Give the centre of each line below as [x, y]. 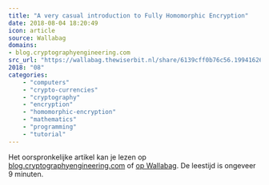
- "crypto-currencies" [60, 90]
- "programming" [50, 127]
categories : [28, 75]
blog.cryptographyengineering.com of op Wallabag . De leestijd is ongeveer [132, 165]
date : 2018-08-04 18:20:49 [53, 23]
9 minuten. [26, 174]
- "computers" [46, 82]
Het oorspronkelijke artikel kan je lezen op [77, 157]
